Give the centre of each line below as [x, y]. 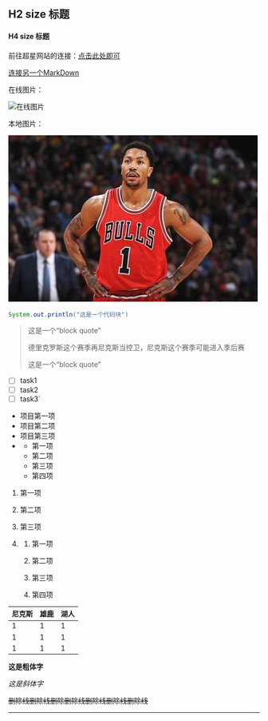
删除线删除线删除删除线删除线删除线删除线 [78, 701]
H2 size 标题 [39, 14]
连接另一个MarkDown [44, 72]
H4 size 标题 [29, 36]
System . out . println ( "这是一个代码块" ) [69, 314]
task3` [30, 399]
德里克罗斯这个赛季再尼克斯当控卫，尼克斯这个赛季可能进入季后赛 [136, 348]
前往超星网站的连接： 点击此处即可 [64, 55]
